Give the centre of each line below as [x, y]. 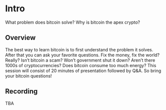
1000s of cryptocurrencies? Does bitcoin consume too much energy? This [81, 65]
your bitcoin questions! [28, 76]
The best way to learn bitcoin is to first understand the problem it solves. [79, 49]
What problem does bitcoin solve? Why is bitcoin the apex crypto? [73, 22]
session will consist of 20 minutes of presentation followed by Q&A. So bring [83, 71]
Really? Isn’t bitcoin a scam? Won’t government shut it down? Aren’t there [80, 60]
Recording [22, 92]
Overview [21, 38]
